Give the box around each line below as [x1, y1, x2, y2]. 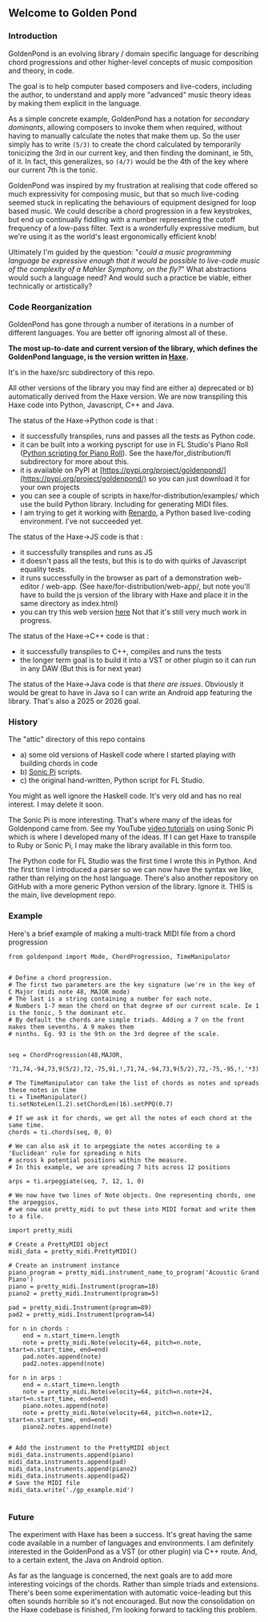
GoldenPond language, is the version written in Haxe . [8, 352, 190, 362]
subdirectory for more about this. [19, 456, 130, 466]
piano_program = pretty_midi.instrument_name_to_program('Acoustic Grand [8, 1268, 260, 1276]
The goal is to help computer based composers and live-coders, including [8, 81, 252, 91]
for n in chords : [8, 1325, 70, 1333]
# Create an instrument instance [8, 1261, 120, 1269]
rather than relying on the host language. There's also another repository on [8, 873, 258, 883]
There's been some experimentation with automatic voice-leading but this [8, 1588, 252, 1597]
